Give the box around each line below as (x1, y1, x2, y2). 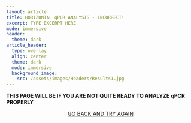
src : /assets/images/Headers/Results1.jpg (17, 76, 125, 82)
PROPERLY (6, 98, 34, 106)
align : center (11, 53, 47, 59)
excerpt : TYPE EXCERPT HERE (6, 20, 77, 26)
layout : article (6, 8, 47, 15)
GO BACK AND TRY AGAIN (68, 110, 134, 118)
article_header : (6, 43, 47, 49)
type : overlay (11, 48, 47, 54)
